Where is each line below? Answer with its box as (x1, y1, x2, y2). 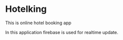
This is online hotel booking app (5, 20, 72, 26)
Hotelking (5, 3, 47, 15)
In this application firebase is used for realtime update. (5, 29, 118, 35)
